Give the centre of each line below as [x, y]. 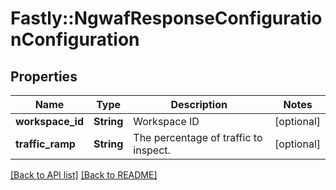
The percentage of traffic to [198, 137]
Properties [44, 76]
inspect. [152, 150]
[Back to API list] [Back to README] [84, 175]
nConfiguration [75, 39]
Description [199, 104]
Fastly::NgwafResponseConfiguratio [166, 18]
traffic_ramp [45, 144]
